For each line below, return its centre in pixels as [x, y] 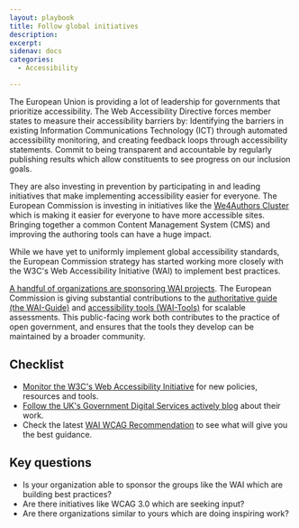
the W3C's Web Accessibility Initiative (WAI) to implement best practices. [145, 271]
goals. [21, 169]
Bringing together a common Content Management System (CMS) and [140, 224]
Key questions [50, 463]
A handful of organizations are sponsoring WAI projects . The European [140, 288]
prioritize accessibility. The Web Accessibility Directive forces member [140, 111]
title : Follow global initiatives [74, 26]
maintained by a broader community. [77, 336]
